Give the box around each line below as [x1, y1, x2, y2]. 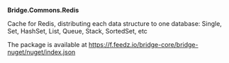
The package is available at [7, 41, 87, 48]
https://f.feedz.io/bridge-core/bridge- [88, 41, 199, 48]
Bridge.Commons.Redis [7, 6, 79, 14]
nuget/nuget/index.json [7, 48, 76, 56]
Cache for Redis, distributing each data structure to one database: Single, [7, 20, 222, 27]
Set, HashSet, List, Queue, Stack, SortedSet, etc [7, 27, 147, 35]
